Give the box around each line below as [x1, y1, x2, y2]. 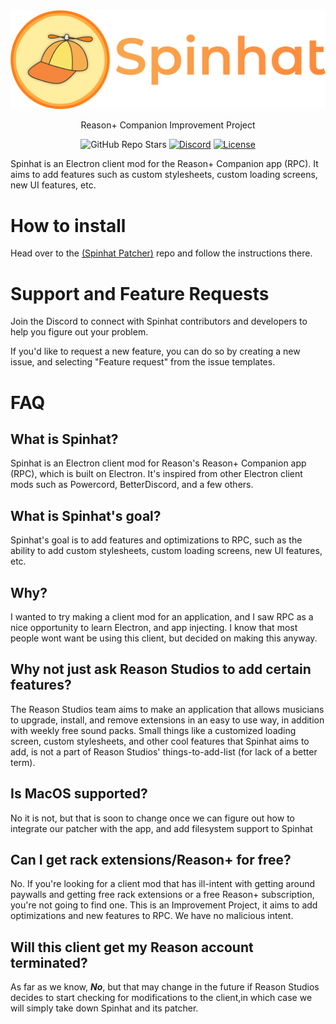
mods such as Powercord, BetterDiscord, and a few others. [10, 479, 254, 491]
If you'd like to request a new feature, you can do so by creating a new [10, 345, 301, 358]
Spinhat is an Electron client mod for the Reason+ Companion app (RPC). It [10, 158, 319, 170]
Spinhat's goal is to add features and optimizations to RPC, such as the [10, 534, 303, 546]
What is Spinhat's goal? [10, 507, 162, 524]
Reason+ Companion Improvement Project [80, 119, 256, 131]
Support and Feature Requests [10, 282, 270, 305]
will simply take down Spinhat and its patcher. [10, 1002, 199, 1014]
